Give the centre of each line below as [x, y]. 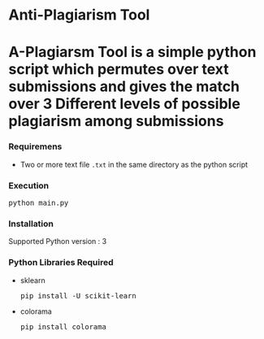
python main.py [39, 202]
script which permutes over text [119, 70]
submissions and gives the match [124, 87]
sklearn [33, 280]
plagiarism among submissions [116, 122]
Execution [29, 185]
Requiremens [35, 146]
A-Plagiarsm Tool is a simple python [132, 52]
